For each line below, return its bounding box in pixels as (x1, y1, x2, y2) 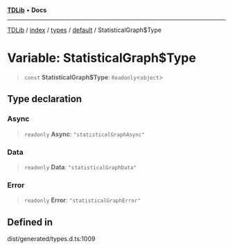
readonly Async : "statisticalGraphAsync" (24, 130, 146, 138)
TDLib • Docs (7, 6, 47, 14)
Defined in (7, 216, 53, 228)
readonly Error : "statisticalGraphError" (24, 196, 141, 204)
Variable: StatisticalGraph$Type (7, 50, 196, 66)
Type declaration (7, 93, 82, 105)
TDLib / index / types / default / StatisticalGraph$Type (7, 26, 162, 34)
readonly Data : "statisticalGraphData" (24, 162, 137, 171)
